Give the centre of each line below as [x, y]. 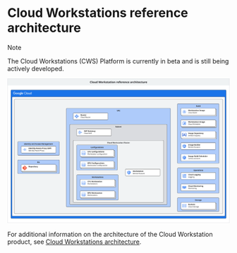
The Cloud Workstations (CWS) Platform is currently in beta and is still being [118, 61]
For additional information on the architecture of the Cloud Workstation [110, 235]
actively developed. [36, 68]
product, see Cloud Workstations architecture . [74, 242]
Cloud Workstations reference [98, 13]
